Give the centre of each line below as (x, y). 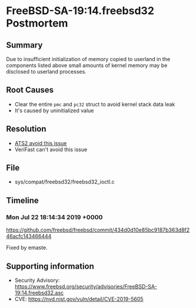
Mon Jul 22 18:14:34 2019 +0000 (54, 217)
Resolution (26, 129)
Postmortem (37, 23)
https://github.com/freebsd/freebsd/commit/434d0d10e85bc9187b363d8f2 (98, 230)
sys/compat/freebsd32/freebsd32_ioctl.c (64, 182)
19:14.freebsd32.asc (39, 293)
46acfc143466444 (29, 236)
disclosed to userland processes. (46, 71)
